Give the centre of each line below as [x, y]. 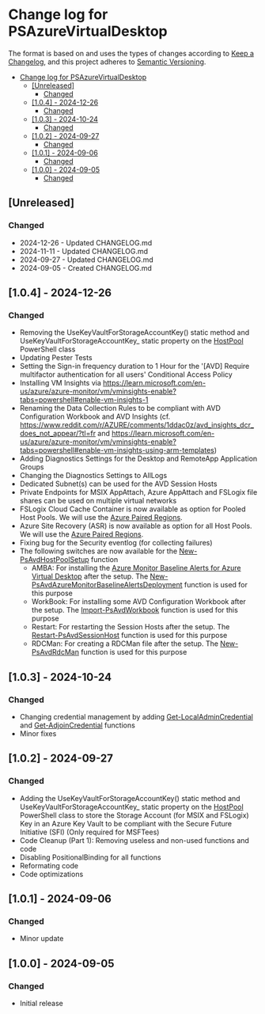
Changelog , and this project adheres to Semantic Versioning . [107, 62]
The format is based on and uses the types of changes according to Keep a [131, 53]
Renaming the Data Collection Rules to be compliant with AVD [120, 408]
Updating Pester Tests [56, 358]
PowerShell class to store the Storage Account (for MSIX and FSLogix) [134, 815]
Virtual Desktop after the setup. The [90, 576]
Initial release [41, 1004]
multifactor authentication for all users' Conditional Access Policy [126, 374]
